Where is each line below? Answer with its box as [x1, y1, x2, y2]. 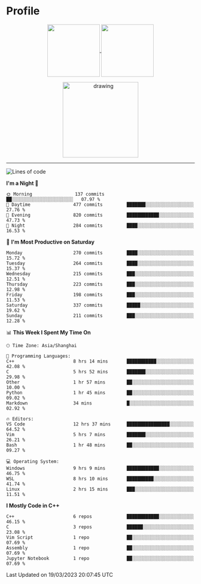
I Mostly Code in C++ [6, 501, 60, 509]
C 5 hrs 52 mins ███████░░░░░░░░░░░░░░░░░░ [6, 369, 194, 375]
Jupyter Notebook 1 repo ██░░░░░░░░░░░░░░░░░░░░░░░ [6, 555, 194, 561]
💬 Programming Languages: [6, 353, 71, 359]
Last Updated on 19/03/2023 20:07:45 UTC [6, 571, 114, 578]
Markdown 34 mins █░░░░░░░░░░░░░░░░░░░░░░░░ [6, 400, 194, 406]
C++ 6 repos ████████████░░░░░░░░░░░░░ [6, 513, 194, 519]
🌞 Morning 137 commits [6, 191, 105, 197]
